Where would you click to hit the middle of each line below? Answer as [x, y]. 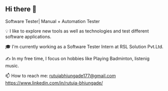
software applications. [28, 36]
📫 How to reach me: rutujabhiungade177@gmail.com [61, 75]
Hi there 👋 [21, 9]
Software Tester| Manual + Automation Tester [52, 21]
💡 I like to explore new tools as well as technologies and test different [77, 31]
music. [12, 65]
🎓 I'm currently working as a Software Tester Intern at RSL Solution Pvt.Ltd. [85, 46]
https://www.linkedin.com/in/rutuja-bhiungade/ [54, 82]
